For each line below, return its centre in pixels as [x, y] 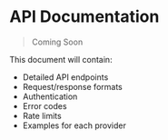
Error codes [44, 105]
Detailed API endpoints [65, 77]
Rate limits [42, 115]
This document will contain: [61, 59]
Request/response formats [72, 86]
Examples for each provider [74, 125]
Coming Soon [57, 42]
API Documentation [84, 17]
